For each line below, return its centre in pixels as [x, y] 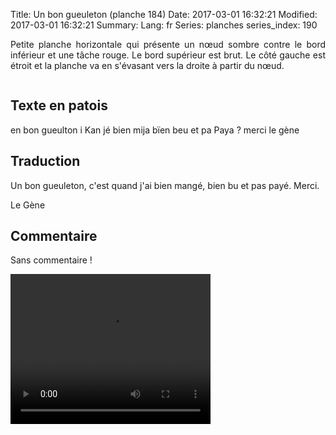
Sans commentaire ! [51, 260]
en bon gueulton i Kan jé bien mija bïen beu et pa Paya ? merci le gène [155, 130]
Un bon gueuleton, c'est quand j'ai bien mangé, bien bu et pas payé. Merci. [165, 185]
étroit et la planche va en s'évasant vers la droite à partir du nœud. [147, 65]
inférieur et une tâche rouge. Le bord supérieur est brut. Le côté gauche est [168, 55]
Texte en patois [59, 105]
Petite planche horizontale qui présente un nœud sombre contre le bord [168, 44]
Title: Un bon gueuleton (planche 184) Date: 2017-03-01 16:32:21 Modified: [164, 14]
